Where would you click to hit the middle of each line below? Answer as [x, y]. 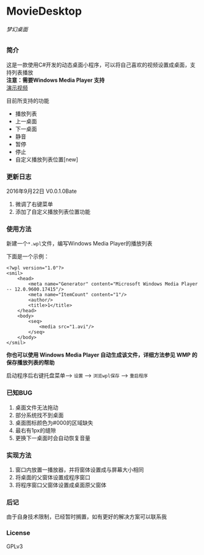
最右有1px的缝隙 [35, 430]
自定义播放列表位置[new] [46, 159]
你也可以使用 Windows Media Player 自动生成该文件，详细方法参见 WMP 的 [102, 355]
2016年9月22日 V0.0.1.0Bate [42, 191]
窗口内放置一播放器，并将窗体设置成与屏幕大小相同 [79, 470]
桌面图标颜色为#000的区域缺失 [54, 423]
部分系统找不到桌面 [39, 415]
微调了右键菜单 [34, 204]
